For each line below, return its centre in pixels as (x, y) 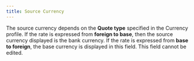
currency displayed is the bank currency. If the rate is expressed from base (97, 40)
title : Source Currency (35, 11)
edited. (15, 52)
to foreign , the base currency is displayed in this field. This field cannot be (96, 46)
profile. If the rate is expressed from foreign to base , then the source (90, 34)
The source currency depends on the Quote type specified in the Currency (97, 28)
